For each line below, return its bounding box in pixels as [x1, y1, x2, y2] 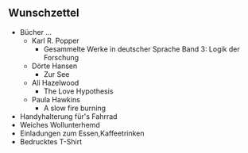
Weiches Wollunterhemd [19, 120, 101, 129]
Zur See [43, 69, 70, 78]
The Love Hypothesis [43, 86, 114, 96]
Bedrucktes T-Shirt [19, 136, 83, 146]
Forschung [43, 52, 79, 62]
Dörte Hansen [31, 61, 78, 71]
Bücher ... [19, 27, 52, 36]
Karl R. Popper [31, 36, 79, 45]
